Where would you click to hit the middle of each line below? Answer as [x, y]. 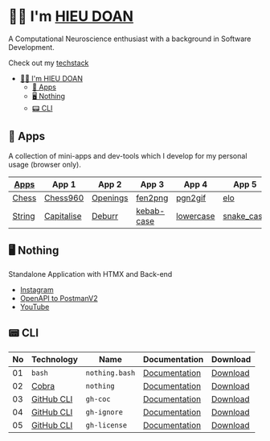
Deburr [105, 216]
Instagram [37, 290]
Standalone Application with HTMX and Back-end [90, 274]
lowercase [195, 216]
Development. [31, 47]
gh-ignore [104, 412]
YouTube [35, 307]
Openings [110, 198]
